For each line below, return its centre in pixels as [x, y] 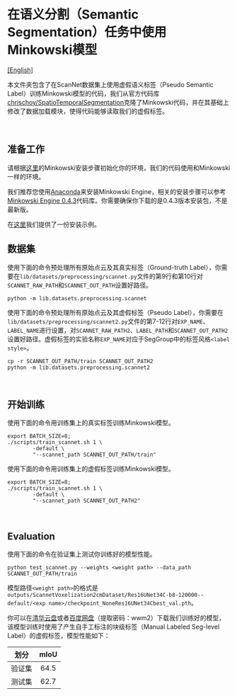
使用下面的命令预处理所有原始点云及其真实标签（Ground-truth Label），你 [114, 267]
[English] [20, 70]
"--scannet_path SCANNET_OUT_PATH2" [87, 501]
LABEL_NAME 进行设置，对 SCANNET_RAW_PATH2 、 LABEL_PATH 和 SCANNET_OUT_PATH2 [118, 330]
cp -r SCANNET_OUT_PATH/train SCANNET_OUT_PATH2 [80, 361]
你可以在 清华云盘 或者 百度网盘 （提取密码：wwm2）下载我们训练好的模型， [116, 618]
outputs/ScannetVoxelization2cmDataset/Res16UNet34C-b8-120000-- [105, 595]
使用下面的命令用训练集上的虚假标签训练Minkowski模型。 [91, 469]
